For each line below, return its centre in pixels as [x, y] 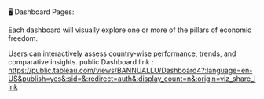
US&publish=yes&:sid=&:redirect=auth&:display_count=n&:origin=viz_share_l [132, 79]
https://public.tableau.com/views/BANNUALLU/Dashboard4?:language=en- [130, 70]
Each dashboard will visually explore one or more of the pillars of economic [130, 30]
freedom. [23, 38]
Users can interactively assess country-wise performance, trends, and [122, 53]
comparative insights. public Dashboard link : [81, 62]
